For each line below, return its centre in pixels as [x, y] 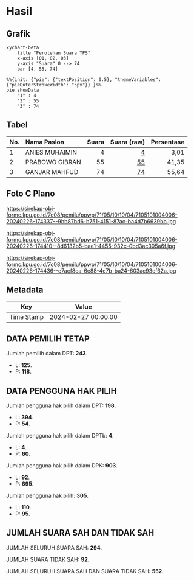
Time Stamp [27, 317]
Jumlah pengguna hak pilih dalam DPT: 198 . [61, 405]
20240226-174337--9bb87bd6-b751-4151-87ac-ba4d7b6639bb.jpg [91, 221]
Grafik [18, 34]
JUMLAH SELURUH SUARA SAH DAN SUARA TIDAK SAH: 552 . [85, 571]
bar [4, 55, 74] [38, 69]
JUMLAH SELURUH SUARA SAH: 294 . [54, 547]
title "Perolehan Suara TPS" [54, 53]
